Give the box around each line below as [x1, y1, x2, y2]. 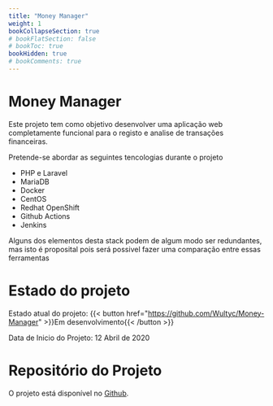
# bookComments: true [8, 58, 82, 66]
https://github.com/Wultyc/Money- [147, 308, 265, 318]
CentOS [19, 194, 47, 203]
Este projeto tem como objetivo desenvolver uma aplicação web [8, 119, 223, 129]
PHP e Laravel [19, 168, 67, 177]
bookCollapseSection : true [8, 27, 100, 35]
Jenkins [19, 220, 47, 229]
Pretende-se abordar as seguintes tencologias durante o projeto [8, 152, 223, 162]
